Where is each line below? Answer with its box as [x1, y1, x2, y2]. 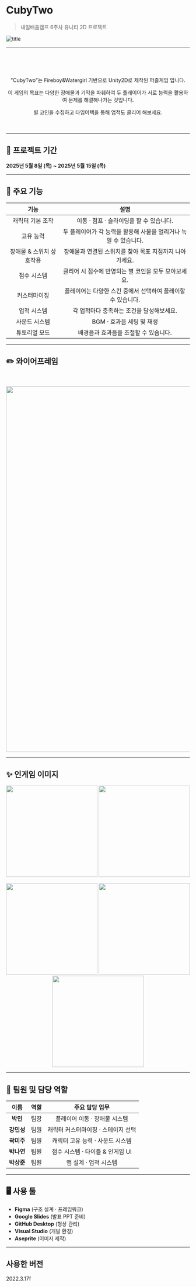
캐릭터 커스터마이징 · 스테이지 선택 [47, 1126, 136, 1134]
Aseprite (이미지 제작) [14, 1235, 66, 1242]
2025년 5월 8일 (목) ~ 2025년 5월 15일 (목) [6, 162, 106, 169]
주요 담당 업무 [73, 1103, 110, 1111]
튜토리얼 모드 [16, 328, 51, 336]
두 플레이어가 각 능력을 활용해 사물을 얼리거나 [63, 228, 180, 236]
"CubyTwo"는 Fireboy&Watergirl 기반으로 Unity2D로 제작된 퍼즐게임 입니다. [10, 77, 185, 84]
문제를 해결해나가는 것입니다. [68, 96, 134, 103]
